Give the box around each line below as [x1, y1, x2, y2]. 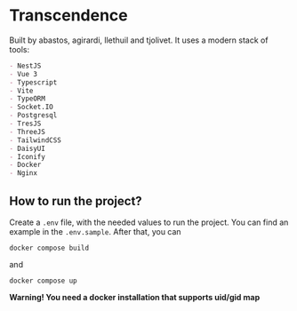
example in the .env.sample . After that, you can [9, 227, 181, 236]
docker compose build [9, 243, 90, 252]
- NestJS [9, 61, 42, 70]
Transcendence [9, 5, 128, 26]
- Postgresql [9, 111, 58, 120]
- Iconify [9, 152, 46, 161]
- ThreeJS [9, 127, 46, 136]
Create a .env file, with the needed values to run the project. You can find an [9, 217, 289, 227]
